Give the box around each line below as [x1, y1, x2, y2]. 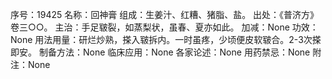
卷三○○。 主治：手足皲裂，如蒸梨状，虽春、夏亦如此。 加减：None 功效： [10, 21, 319, 33]
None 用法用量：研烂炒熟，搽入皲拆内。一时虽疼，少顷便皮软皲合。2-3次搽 [10, 34, 322, 45]
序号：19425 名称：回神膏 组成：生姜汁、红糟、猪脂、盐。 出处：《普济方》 [10, 9, 320, 20]
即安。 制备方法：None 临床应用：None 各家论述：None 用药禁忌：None [10, 46, 311, 58]
